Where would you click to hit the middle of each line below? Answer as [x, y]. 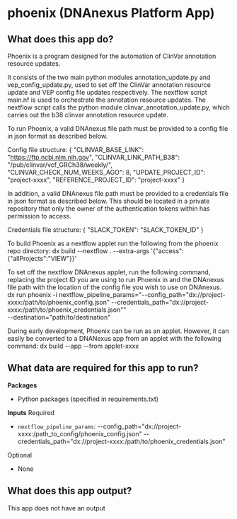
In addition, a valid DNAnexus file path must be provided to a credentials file [118, 193]
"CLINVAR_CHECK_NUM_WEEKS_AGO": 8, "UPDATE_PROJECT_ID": [106, 172]
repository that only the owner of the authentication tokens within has [109, 209]
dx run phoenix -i [33, 295]
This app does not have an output [56, 508]
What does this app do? [60, 39]
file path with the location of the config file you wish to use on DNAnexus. [115, 287]
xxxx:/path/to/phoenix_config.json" [58, 302]
